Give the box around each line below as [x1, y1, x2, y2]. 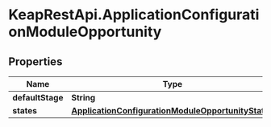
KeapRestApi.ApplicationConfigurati [8, 6, 260, 24]
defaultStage [12, 92, 64, 103]
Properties [8, 55, 63, 68]
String [71, 92, 96, 103]
